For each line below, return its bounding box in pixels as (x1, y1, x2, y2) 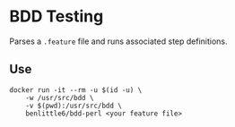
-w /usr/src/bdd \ (25, 93, 94, 102)
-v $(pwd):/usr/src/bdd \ (25, 101, 123, 110)
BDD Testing (9, 6, 104, 27)
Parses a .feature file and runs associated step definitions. (9, 36, 228, 47)
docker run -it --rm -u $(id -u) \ (9, 85, 143, 95)
